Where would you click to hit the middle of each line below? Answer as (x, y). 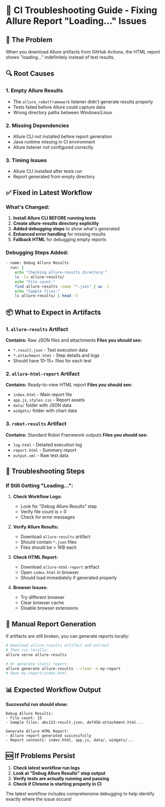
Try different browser (43, 597)
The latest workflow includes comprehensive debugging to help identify (80, 793)
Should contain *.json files (49, 542)
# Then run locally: (27, 650)
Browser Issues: (30, 588)
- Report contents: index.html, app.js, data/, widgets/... (70, 740)
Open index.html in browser (50, 573)
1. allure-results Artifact (37, 329)
